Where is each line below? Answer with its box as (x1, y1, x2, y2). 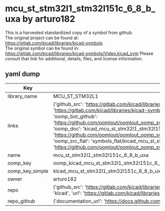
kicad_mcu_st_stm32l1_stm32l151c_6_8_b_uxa (53, 167, 164, 174)
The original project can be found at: (5, 35, 79, 41)
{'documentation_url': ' (53, 197, 106, 204)
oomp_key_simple (7, 167, 49, 174)
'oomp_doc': (53, 125, 82, 132)
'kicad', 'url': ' (53, 189, 85, 196)
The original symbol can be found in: (5, 45, 80, 51)
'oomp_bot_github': (53, 113, 98, 120)
